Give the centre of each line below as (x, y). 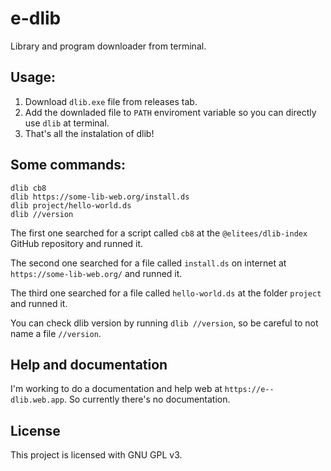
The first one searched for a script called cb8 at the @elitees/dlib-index (159, 233)
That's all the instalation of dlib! (89, 133)
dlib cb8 (28, 188)
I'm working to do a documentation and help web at (116, 389)
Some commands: (68, 165)
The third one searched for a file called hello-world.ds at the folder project (166, 293)
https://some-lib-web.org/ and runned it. (96, 273)
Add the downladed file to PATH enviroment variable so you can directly (170, 112)
